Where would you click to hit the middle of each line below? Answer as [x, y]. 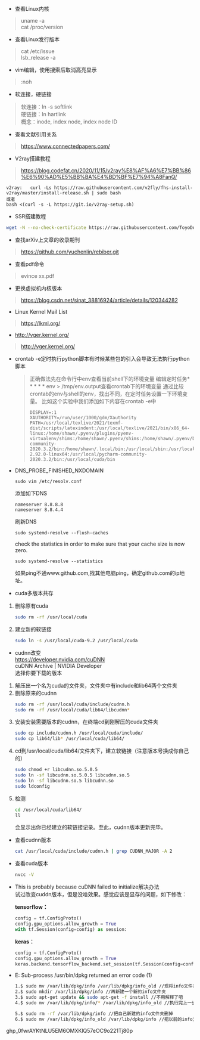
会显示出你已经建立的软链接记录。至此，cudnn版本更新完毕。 [90, 827]
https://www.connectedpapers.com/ [65, 146]
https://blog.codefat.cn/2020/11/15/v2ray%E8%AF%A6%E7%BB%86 [106, 171]
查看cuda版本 [32, 863]
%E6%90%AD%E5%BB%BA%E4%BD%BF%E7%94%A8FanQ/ [99, 177]
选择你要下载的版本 [38, 673]
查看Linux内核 [32, 9]
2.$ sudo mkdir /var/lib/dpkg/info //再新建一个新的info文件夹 [90, 992]
